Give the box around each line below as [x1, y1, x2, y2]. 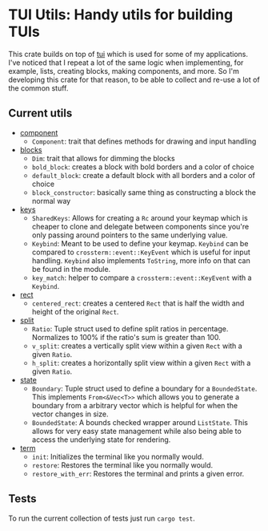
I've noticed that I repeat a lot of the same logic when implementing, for [8, 58, 244, 67]
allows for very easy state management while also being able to [31, 426, 242, 436]
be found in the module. [31, 264, 111, 274]
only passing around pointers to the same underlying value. [31, 230, 228, 240]
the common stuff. [8, 83, 69, 93]
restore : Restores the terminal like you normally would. [31, 460, 214, 470]
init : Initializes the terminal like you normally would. [31, 452, 204, 461]
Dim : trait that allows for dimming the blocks [31, 153, 175, 163]
